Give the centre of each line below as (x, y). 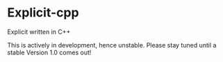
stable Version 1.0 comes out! (49, 52)
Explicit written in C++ (39, 32)
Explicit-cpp (43, 13)
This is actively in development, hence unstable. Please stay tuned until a (112, 45)
